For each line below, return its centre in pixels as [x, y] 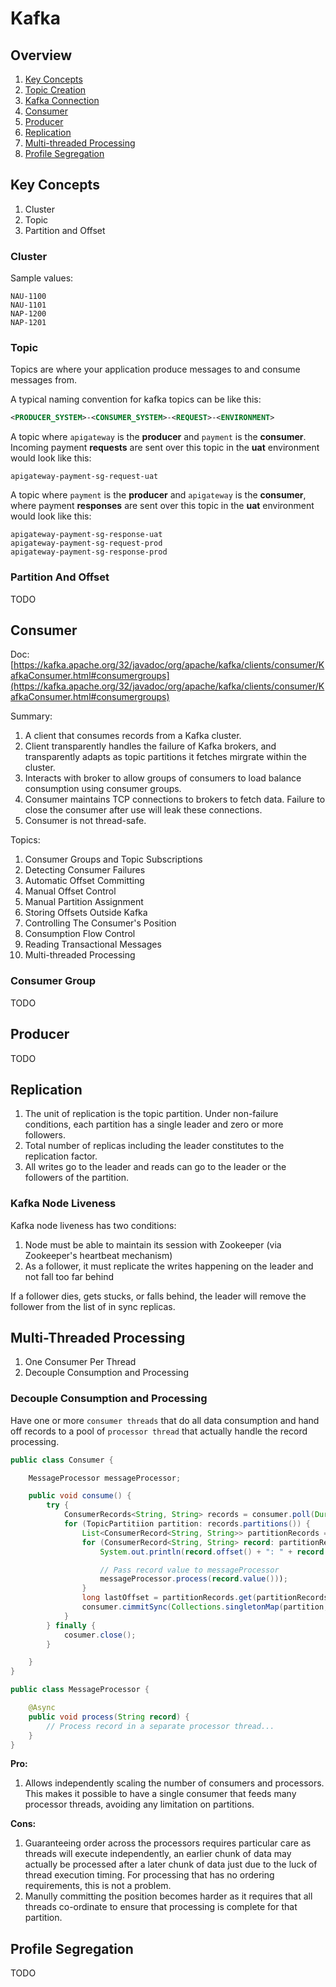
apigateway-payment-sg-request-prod [86, 543]
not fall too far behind [69, 1276]
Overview [41, 55]
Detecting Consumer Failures [85, 870]
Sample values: [42, 278]
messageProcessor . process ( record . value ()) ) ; [193, 1579]
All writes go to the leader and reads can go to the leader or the [155, 1167]
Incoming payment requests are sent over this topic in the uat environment [165, 448]
